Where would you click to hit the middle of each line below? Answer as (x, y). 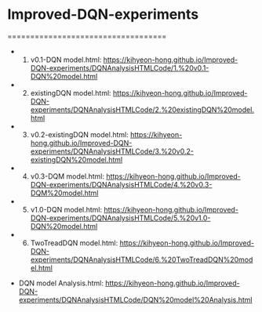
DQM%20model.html (64, 193)
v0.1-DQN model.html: (66, 60)
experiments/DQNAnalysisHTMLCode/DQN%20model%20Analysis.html (135, 299)
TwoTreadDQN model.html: (74, 243)
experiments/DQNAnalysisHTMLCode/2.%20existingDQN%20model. (142, 109)
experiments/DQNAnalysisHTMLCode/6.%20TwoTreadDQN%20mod (142, 259)
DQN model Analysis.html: (61, 283)
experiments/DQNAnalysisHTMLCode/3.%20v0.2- (112, 151)
